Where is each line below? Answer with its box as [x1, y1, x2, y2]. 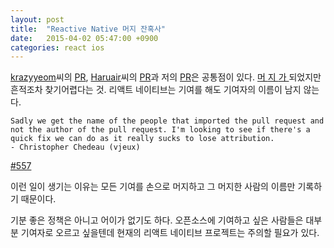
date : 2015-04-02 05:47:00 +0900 [10, 33, 159, 43]
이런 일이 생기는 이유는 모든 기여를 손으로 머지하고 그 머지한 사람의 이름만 [10, 181, 296, 193]
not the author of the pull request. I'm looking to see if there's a [10, 125, 311, 135]
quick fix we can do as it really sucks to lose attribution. [10, 134, 275, 144]
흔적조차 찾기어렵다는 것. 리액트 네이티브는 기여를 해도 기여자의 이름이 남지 [10, 84, 302, 96]
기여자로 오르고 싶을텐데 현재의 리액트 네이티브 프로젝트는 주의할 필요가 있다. [20, 227, 320, 239]
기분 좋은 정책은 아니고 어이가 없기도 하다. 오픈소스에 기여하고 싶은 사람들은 [10, 214, 304, 226]
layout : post [10, 14, 65, 25]
